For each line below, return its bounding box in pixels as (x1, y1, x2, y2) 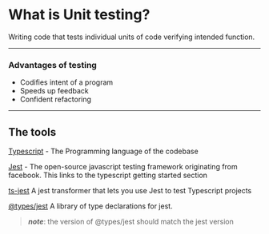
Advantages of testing (8, 59, 98, 70)
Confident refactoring (19, 94, 92, 105)
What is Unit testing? (8, 6, 151, 24)
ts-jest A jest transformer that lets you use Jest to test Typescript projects (8, 186, 252, 196)
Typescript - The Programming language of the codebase (8, 146, 199, 157)
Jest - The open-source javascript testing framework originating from (8, 162, 238, 172)
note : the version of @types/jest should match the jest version (27, 217, 235, 227)
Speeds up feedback (19, 86, 90, 96)
